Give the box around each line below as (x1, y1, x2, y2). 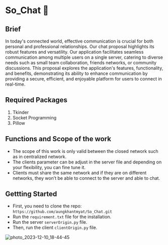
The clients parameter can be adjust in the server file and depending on (12, 159, 162, 165)
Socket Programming (12, 114, 57, 120)
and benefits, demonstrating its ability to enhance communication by (5, 70, 148, 76)
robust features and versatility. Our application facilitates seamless (5, 49, 144, 55)
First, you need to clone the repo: (12, 203, 82, 209)
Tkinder (12, 109, 29, 115)
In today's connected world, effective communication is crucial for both (5, 38, 154, 44)
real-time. (5, 81, 26, 87)
